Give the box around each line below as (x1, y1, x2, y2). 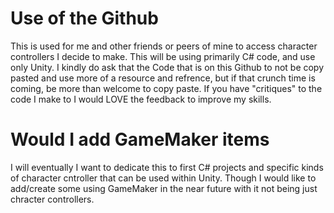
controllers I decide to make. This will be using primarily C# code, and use (10, 50, 316, 62)
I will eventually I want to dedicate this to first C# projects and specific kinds (10, 161, 324, 173)
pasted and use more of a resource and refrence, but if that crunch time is (10, 72, 316, 84)
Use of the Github (10, 7, 159, 30)
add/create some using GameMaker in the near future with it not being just (10, 182, 318, 194)
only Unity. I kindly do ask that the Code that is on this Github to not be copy (10, 61, 325, 73)
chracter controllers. (10, 193, 95, 205)
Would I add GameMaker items (10, 128, 270, 151)
